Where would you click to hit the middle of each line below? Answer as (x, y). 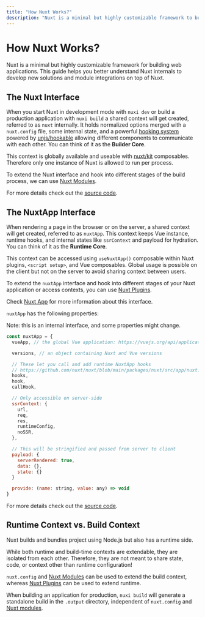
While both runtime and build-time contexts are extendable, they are (92, 552)
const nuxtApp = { (30, 337)
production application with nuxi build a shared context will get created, (98, 118)
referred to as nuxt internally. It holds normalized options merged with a (96, 125)
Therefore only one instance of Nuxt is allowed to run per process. (90, 163)
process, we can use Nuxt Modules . (52, 181)
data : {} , (30, 466)
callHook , (24, 387)
